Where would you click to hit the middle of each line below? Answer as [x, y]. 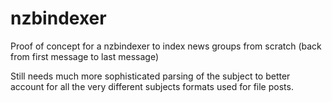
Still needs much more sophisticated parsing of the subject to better [150, 76]
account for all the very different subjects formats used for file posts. [152, 86]
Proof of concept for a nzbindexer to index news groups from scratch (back [166, 46]
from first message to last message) [85, 56]
